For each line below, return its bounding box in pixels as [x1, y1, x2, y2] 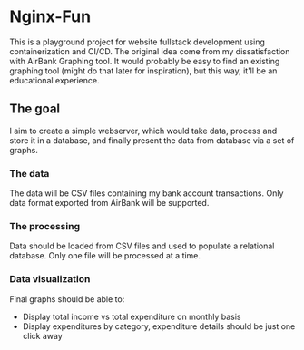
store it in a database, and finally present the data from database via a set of [9, 134, 295, 146]
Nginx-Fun [9, 6, 92, 27]
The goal [9, 102, 61, 117]
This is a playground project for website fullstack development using [9, 36, 266, 47]
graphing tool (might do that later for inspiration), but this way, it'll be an [9, 65, 278, 76]
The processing [9, 219, 80, 232]
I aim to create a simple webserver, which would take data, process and [9, 125, 278, 136]
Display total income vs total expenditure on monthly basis [22, 311, 241, 322]
